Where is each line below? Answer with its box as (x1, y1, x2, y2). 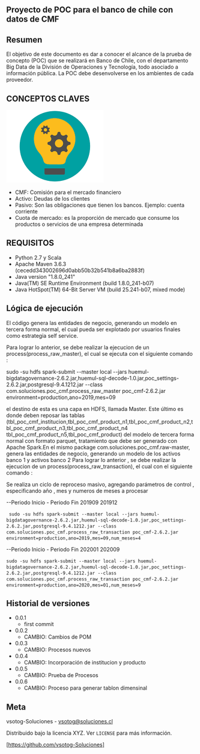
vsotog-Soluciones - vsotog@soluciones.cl (6, 718, 113, 725)
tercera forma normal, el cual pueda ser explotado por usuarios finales (6, 326, 181, 333)
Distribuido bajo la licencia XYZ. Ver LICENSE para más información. (6, 729, 172, 737)
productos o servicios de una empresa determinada (14, 220, 144, 228)
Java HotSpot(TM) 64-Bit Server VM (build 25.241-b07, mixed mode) (14, 285, 186, 293)
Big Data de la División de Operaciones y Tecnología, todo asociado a (6, 63, 178, 71)
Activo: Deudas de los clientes (14, 195, 90, 202)
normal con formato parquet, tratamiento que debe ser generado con (6, 437, 178, 444)
